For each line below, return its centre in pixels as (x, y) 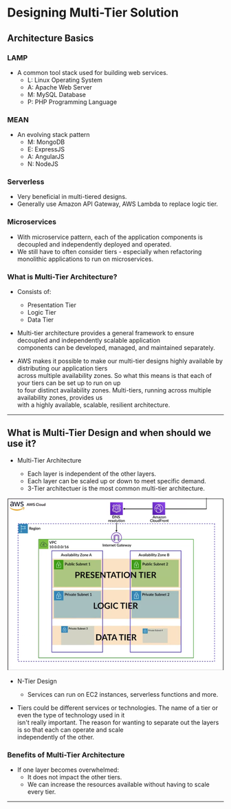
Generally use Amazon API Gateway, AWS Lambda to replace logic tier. (118, 204)
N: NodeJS (43, 164)
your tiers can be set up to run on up (69, 383)
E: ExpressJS (46, 149)
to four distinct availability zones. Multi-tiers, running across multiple (114, 390)
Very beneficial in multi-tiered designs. (72, 197)
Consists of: (34, 292)
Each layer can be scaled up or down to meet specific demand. (117, 481)
